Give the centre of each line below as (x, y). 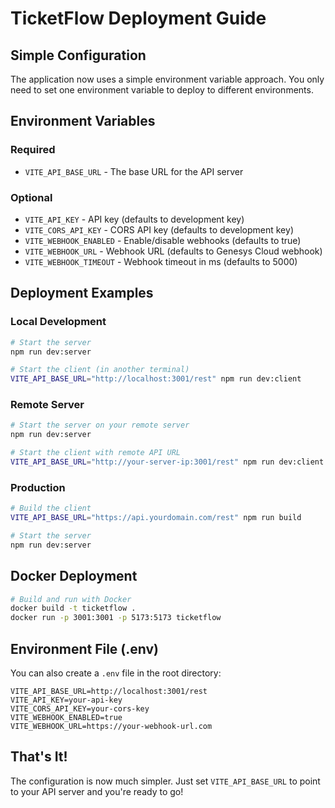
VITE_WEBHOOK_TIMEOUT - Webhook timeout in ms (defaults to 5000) (161, 261)
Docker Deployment (74, 576)
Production (38, 487)
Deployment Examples (82, 293)
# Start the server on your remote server (100, 425)
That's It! (39, 757)
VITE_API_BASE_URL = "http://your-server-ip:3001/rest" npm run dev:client (167, 462)
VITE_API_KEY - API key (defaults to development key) (134, 219)
